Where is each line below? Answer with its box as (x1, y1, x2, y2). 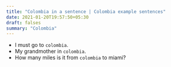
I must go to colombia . (14, 42, 68, 49)
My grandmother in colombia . (14, 48, 86, 55)
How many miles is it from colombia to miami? (14, 54, 126, 61)
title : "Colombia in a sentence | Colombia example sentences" (6, 8, 166, 15)
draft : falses (6, 20, 42, 25)
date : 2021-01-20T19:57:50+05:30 (6, 14, 89, 20)
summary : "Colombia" (6, 25, 58, 31)
